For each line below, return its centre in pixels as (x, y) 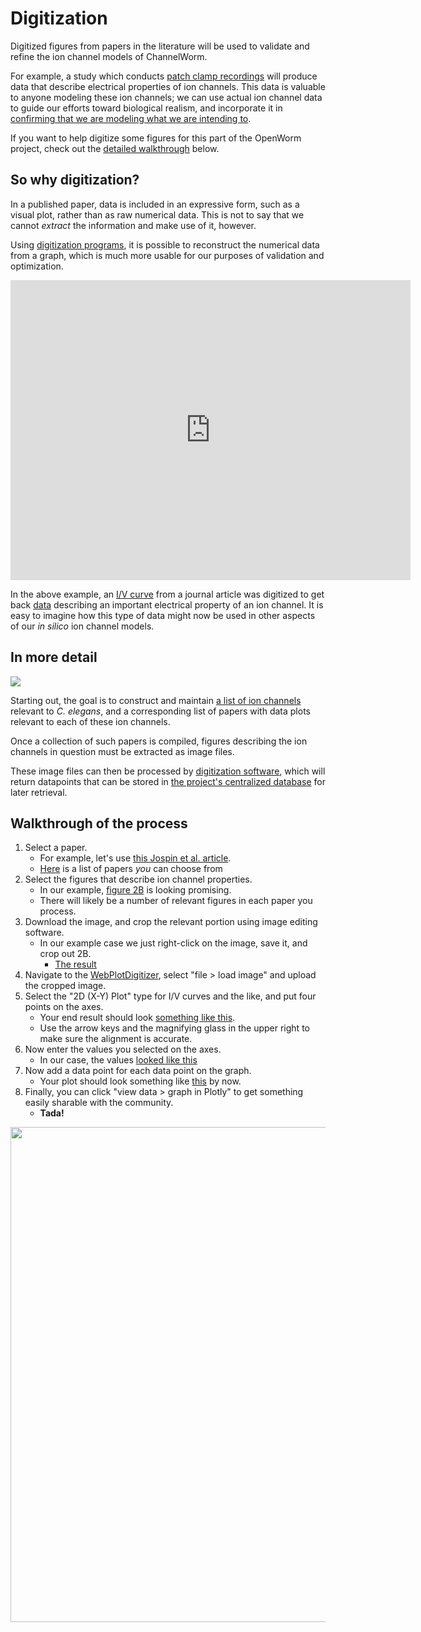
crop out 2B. (65, 954)
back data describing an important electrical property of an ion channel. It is (167, 604)
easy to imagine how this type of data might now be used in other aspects (163, 615)
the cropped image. (65, 986)
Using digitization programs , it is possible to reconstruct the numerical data (165, 244)
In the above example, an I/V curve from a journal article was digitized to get (167, 594)
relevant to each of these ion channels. (90, 721)
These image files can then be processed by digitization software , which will (168, 771)
